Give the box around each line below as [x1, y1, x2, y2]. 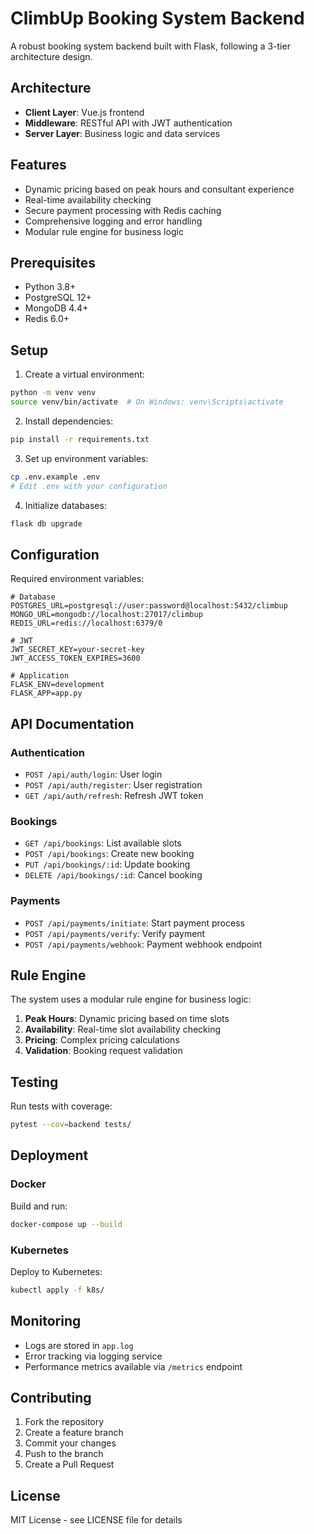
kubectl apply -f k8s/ [10, 1285, 105, 1295]
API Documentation [10, 715, 135, 732]
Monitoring [10, 1313, 82, 1330]
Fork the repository [24, 1416, 105, 1428]
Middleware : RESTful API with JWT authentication [24, 117, 233, 129]
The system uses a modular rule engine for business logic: [10, 993, 252, 1006]
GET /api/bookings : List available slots [24, 837, 182, 849]
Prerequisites [10, 254, 96, 271]
